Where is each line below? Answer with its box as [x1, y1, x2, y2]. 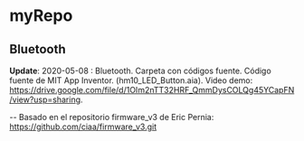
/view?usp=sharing [9, 94, 81, 105]
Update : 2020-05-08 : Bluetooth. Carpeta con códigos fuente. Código [9, 65, 271, 76]
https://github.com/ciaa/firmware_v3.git [9, 121, 157, 132]
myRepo [9, 5, 73, 26]
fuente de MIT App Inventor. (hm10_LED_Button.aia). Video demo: [9, 75, 253, 86]
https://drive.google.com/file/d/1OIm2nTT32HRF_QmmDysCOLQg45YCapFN [9, 85, 295, 95]
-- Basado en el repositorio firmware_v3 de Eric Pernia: [9, 112, 214, 122]
